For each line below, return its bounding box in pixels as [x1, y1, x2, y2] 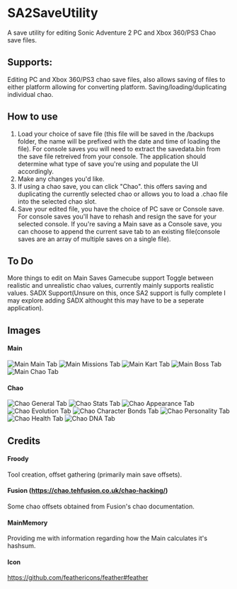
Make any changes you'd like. [17, 175, 105, 183]
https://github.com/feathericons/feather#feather [7, 573, 149, 582]
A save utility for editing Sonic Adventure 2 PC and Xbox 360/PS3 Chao [7, 28, 216, 37]
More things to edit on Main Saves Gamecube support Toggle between [7, 274, 214, 282]
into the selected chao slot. [17, 197, 97, 206]
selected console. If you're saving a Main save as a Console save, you [17, 219, 222, 228]
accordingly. [17, 167, 54, 175]
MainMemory [7, 518, 48, 527]
